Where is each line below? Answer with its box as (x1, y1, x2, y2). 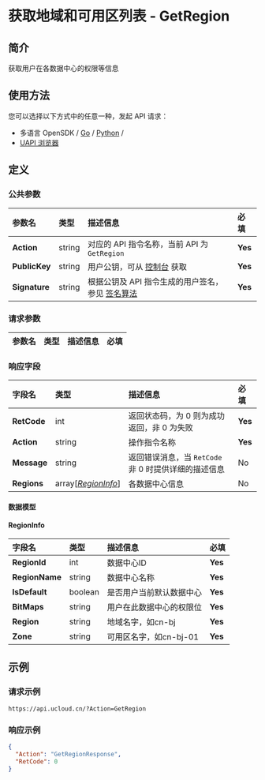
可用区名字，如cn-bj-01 (106, 631, 200, 642)
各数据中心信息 (128, 478, 184, 489)
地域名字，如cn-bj (106, 617, 176, 628)
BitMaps (12, 601, 45, 612)
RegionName (12, 572, 62, 583)
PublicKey (12, 261, 51, 272)
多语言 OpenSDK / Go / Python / (19, 128, 125, 137)
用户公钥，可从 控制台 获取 (88, 261, 187, 272)
